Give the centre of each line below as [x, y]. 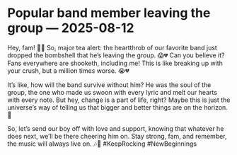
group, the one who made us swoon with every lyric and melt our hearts [112, 92]
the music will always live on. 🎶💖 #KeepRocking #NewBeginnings [102, 144]
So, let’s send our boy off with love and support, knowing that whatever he [116, 128]
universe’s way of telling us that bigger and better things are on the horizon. [117, 107]
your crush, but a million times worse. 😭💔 [68, 70]
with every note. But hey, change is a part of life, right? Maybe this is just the [119, 100]
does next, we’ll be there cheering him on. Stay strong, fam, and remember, [117, 136]
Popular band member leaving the [109, 13]
